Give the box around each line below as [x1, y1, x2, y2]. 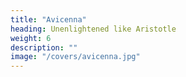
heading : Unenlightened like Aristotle [10, 24, 177, 34]
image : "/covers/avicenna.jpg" [10, 52, 141, 62]
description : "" [10, 42, 78, 53]
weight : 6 [10, 33, 52, 43]
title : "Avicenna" [10, 14, 87, 25]
